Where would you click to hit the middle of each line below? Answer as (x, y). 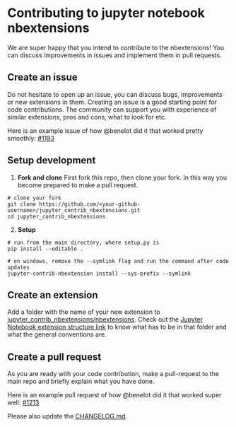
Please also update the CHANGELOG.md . (67, 416)
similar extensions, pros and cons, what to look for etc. (87, 117)
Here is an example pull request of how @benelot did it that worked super (114, 395)
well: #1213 (23, 403)
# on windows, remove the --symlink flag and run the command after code (118, 261)
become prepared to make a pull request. (78, 185)
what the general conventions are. (57, 334)
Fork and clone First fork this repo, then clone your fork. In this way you (122, 177)
